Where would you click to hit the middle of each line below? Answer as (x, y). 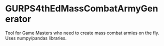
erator (18, 19)
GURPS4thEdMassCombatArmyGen (82, 9)
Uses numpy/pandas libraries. (36, 38)
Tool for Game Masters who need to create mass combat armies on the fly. (82, 33)
